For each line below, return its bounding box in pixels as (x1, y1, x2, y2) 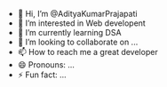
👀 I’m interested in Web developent (17, 18, 147, 28)
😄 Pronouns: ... (17, 59, 76, 70)
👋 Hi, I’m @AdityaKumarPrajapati (17, 9, 138, 19)
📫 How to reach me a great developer (17, 47, 158, 57)
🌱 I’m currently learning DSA (17, 28, 122, 37)
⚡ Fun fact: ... (17, 69, 67, 80)
